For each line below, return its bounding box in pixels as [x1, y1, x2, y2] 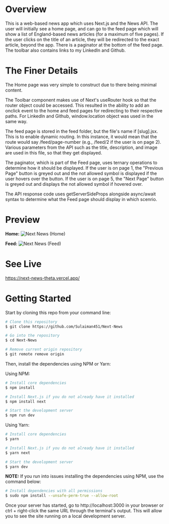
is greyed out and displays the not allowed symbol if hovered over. [5, 181, 143, 187]
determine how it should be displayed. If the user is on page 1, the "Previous [5, 165, 163, 171]
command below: [5, 478, 41, 485]
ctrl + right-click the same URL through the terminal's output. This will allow [5, 508, 162, 514]
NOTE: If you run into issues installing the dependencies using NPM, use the [5, 473, 164, 479]
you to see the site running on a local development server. [5, 513, 126, 519]
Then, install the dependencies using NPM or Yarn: [5, 360, 111, 367]
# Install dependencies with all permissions [5, 489, 102, 494]
